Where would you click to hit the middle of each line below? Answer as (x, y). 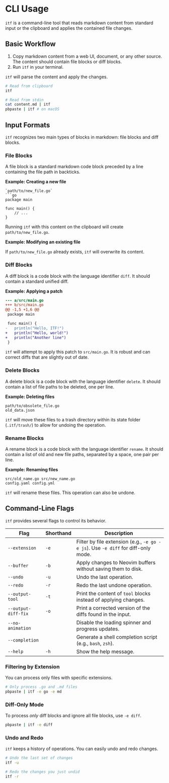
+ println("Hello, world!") (37, 333)
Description (119, 533)
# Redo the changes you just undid (43, 772)
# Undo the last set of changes (39, 758)
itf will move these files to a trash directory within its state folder (73, 419)
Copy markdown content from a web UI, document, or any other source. (87, 56)
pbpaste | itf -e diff (29, 725)
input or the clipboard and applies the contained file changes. (69, 28)
